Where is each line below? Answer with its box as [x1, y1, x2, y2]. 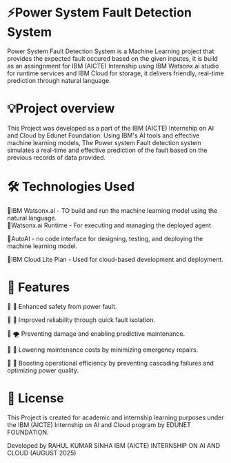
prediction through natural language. [7, 76, 112, 84]
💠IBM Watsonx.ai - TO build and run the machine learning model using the [7, 206, 218, 214]
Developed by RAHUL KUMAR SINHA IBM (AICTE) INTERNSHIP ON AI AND [7, 441, 221, 449]
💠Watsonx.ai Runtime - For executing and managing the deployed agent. [7, 221, 213, 229]
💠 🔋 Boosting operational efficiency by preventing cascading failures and [7, 359, 214, 367]
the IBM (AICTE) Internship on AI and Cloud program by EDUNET [7, 420, 192, 428]
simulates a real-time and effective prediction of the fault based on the [7, 146, 208, 154]
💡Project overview [7, 101, 115, 117]
